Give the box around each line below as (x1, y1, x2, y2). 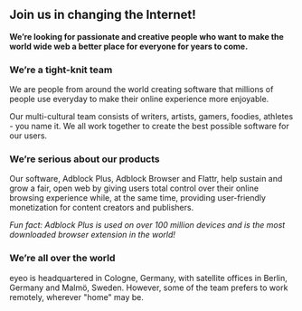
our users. (9, 130, 48, 141)
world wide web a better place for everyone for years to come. (9, 41, 249, 52)
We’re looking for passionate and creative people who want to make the (9, 31, 285, 42)
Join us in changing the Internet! (9, 7, 196, 23)
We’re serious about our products (9, 153, 160, 165)
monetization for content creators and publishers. (9, 203, 194, 213)
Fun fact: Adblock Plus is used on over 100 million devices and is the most (9, 220, 286, 231)
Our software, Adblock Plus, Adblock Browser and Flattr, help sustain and (9, 174, 283, 184)
